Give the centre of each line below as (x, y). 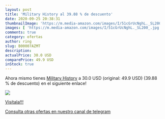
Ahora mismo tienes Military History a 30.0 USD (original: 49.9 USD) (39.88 (81, 78)
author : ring (18, 42)
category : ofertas (24, 37)
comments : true (21, 32)
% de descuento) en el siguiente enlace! (46, 83)
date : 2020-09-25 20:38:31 (33, 19)
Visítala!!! (14, 102)
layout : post (18, 10)
